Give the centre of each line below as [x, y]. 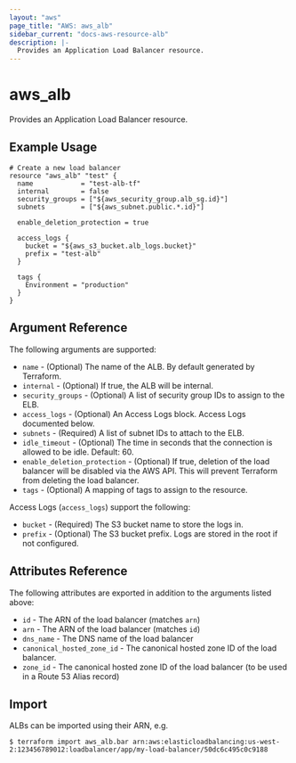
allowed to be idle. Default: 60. [78, 452]
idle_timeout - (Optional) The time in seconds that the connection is [147, 442]
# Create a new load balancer [65, 168]
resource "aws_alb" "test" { [63, 176]
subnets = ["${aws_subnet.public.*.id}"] [111, 207]
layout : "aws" [36, 17]
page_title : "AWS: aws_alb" [61, 26]
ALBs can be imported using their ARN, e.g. [89, 726]
